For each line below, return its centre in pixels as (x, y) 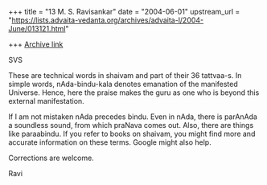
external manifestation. (46, 101)
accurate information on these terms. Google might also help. (110, 142)
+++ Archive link (36, 44)
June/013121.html (37, 29)
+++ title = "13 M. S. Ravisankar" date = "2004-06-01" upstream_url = (124, 12)
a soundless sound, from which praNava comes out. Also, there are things (131, 125)
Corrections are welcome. (51, 158)
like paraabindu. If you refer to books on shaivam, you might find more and (132, 134)
